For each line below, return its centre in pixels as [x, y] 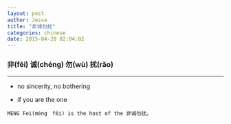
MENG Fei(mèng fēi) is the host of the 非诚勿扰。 [80, 114]
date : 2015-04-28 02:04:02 [46, 39]
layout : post [26, 13]
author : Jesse [27, 20]
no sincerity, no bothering [54, 86]
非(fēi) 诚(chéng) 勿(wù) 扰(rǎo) [60, 65]
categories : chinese [37, 33]
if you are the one [42, 100]
